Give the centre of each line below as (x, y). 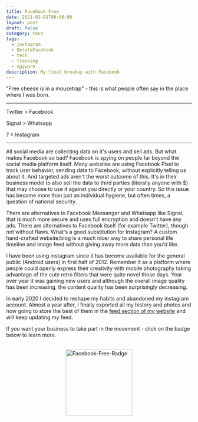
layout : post (22, 22)
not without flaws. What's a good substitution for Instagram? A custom (92, 232)
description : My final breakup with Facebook (63, 72)
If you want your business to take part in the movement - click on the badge (98, 329)
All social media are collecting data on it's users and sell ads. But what (91, 151)
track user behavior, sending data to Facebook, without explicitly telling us (96, 170)
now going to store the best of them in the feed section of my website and (96, 311)
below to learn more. (31, 335)
